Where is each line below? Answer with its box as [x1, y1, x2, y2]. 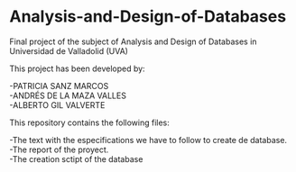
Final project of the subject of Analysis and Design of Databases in [9, 36, 257, 47]
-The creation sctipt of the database [9, 153, 143, 164]
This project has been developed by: [9, 63, 146, 74]
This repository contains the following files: [9, 117, 170, 128]
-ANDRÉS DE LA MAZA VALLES [9, 90, 126, 101]
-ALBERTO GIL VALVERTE [9, 99, 106, 110]
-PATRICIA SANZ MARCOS [9, 80, 109, 91]
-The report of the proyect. [9, 144, 109, 155]
